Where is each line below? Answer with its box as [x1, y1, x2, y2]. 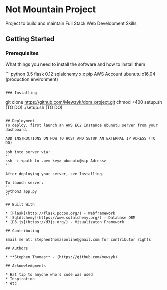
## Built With [5, 202, 35, 207]
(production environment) [5, 76, 59, 82]
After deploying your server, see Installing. [5, 171, 104, 176]
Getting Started [5, 35, 55, 43]
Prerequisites [5, 50, 39, 57]
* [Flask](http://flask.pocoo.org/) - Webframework [5, 211, 115, 216]
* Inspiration [5, 276, 35, 281]
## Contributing [5, 228, 39, 233]
